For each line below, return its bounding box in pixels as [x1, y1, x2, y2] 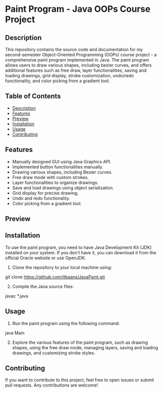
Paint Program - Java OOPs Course [5, 3, 151, 15]
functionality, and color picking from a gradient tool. [5, 78, 110, 84]
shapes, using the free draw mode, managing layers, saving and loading [12, 344, 158, 350]
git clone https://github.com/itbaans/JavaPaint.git [5, 274, 105, 280]
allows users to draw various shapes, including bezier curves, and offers [5, 62, 152, 68]
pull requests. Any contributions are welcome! [5, 382, 98, 388]
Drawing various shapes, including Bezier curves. [12, 169, 113, 175]
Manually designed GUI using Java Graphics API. [12, 158, 111, 164]
